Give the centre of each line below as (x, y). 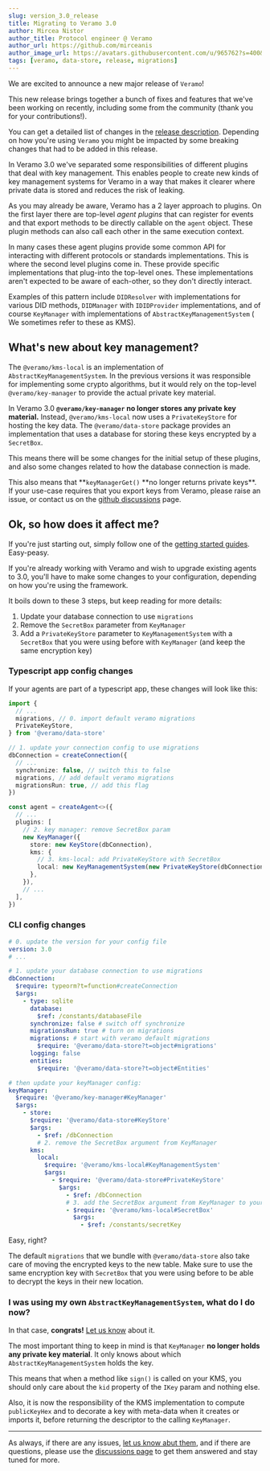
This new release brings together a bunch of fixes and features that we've (131, 99)
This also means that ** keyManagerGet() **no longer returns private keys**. (133, 482)
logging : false (55, 1054)
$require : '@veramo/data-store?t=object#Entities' (124, 1068)
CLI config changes (47, 925)
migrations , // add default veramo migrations (95, 778)
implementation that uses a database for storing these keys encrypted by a (133, 433)
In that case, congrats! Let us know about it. (82, 1330)
